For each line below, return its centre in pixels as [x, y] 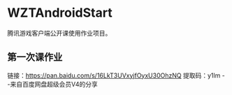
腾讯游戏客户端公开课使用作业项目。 [59, 33]
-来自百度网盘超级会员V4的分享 [52, 84]
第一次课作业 [35, 57]
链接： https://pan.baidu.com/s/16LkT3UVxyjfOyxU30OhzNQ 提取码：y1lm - [116, 75]
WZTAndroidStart [60, 13]
